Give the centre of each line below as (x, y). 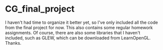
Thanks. (13, 43)
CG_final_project (40, 9)
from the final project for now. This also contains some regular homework (79, 27)
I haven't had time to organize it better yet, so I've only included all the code (81, 22)
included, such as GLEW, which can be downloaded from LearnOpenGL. (78, 38)
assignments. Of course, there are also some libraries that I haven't (73, 33)
